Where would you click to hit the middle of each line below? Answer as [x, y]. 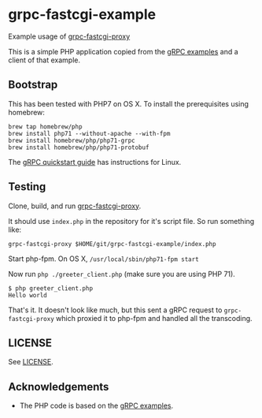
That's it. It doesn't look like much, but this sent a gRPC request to [115, 310]
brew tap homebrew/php [45, 127]
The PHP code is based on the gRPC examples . [96, 406]
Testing [27, 187]
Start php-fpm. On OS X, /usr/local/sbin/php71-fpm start [103, 259]
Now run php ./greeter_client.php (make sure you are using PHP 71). [122, 274]
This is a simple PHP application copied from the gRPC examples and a [123, 51]
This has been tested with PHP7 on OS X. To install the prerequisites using [129, 103]
